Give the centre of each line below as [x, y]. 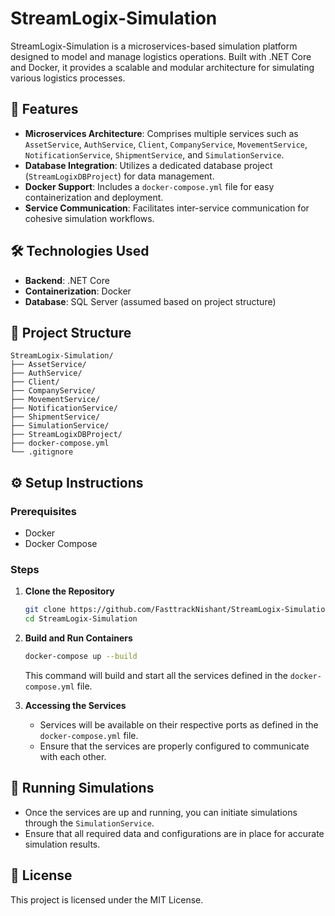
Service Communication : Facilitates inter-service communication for [167, 208]
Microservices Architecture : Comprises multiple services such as [161, 133]
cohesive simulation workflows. [89, 218]
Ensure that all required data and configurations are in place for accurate [174, 833]
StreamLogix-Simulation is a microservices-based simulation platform [154, 46]
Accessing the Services [75, 705]
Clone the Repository [69, 591]
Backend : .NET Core [67, 280]
